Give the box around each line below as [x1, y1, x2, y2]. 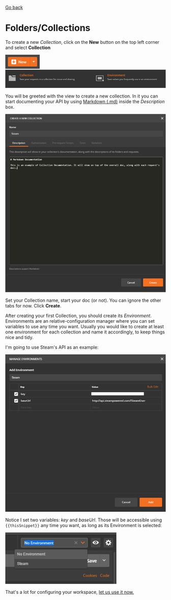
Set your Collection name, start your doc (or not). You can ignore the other [5, 297, 161, 303]
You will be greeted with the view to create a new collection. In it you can [5, 93, 158, 99]
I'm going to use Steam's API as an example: [5, 344, 99, 350]
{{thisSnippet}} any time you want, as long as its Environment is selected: [5, 522, 162, 529]
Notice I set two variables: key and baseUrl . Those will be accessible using [5, 517, 162, 523]
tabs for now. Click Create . [5, 302, 62, 308]
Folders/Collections [5, 22, 91, 34]
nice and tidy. [5, 334, 34, 340]
